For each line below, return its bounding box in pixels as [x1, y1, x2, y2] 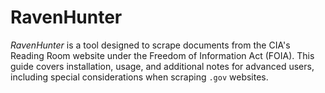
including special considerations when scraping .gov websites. [10, 71, 269, 83]
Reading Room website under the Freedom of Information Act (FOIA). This [10, 49, 315, 61]
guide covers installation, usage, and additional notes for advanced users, [10, 60, 315, 72]
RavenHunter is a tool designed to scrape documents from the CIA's [10, 39, 291, 51]
